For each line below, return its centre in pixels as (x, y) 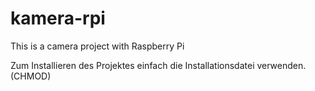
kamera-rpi (58, 18)
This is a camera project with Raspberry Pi (97, 46)
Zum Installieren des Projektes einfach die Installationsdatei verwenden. (158, 65)
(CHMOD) (31, 76)
